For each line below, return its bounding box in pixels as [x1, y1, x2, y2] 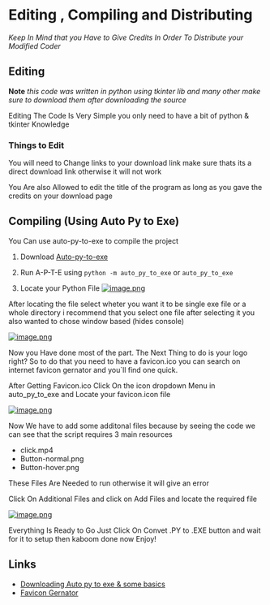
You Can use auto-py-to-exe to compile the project [8, 236, 179, 245]
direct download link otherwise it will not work [8, 166, 162, 176]
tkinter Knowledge [8, 119, 70, 129]
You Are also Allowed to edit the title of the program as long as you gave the [8, 183, 263, 192]
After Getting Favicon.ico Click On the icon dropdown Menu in [8, 380, 216, 391]
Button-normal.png [19, 453, 84, 464]
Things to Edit [8, 140, 65, 151]
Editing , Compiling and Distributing [8, 6, 253, 24]
